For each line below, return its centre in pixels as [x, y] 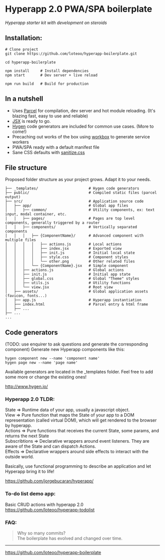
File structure [26, 168]
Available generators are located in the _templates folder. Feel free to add [79, 372]
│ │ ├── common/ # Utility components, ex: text [80, 210]
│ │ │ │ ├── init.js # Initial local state [70, 253]
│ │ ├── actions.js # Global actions [65, 270]
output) [13, 197]
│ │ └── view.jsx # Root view [59, 287]
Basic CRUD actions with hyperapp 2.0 [44, 505]
